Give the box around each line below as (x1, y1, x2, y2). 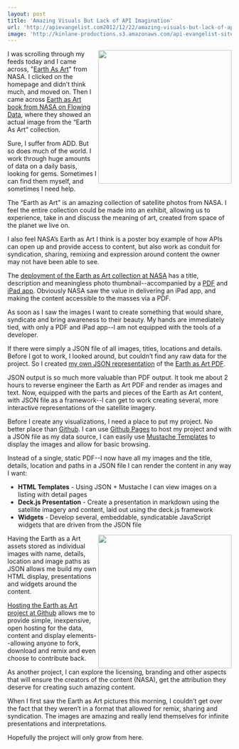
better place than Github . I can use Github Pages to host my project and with (7, 425, 232, 434)
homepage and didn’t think (7, 80, 87, 89)
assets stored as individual (7, 542, 85, 550)
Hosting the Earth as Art (7, 601, 78, 609)
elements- (66, 632, 97, 640)
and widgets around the (7, 580, 77, 588)
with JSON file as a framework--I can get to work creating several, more (7, 396, 219, 404)
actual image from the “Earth (7, 118, 92, 127)
